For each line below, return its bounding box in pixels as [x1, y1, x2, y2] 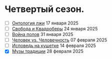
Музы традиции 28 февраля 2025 [11, 48, 83, 54]
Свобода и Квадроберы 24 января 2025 [11, 26, 98, 31]
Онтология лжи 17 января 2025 [11, 20, 78, 26]
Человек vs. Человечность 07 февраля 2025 [11, 37, 107, 43]
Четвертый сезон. [4, 3, 84, 15]
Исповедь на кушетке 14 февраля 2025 [11, 42, 96, 48]
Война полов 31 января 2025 [11, 31, 73, 37]
